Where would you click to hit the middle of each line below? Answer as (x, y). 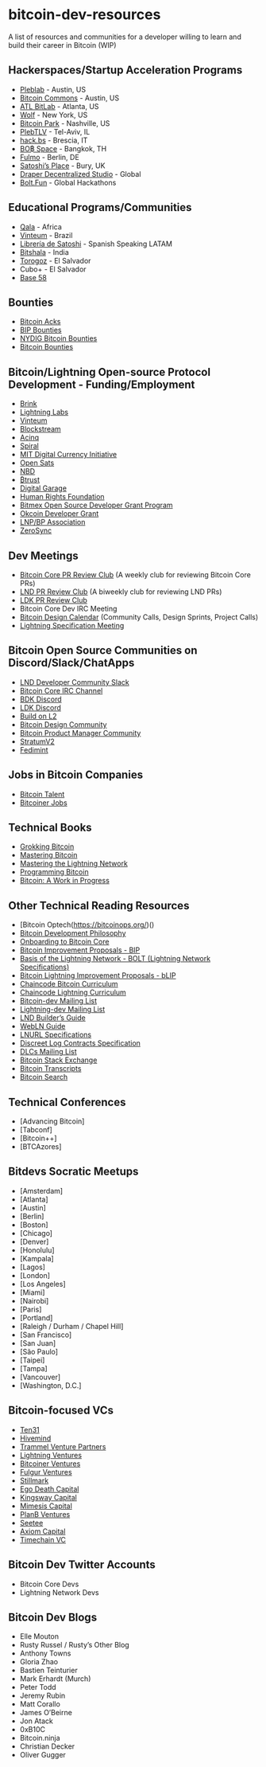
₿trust (30, 480)
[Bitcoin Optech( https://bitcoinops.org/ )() (87, 925)
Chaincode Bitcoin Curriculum (69, 984)
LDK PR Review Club (53, 600)
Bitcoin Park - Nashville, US (65, 123)
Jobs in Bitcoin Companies (76, 775)
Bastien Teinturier (48, 1671)
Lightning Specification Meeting (72, 625)
